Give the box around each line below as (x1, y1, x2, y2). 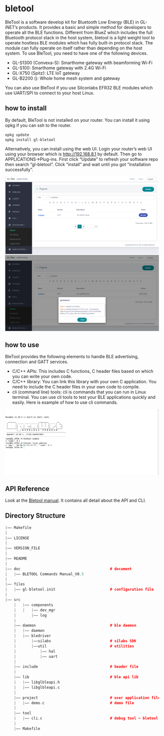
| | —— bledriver (14, 633, 51, 638)
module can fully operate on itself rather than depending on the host (5, 45, 143, 51)
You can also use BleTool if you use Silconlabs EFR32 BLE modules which (5, 85, 153, 90)
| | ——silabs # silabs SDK (14, 639, 137, 644)
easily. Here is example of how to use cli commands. (12, 399, 118, 406)
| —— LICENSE (5, 536, 29, 541)
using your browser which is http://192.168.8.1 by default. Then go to (5, 151, 143, 157)
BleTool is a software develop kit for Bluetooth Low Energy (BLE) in (5, 19, 139, 25)
